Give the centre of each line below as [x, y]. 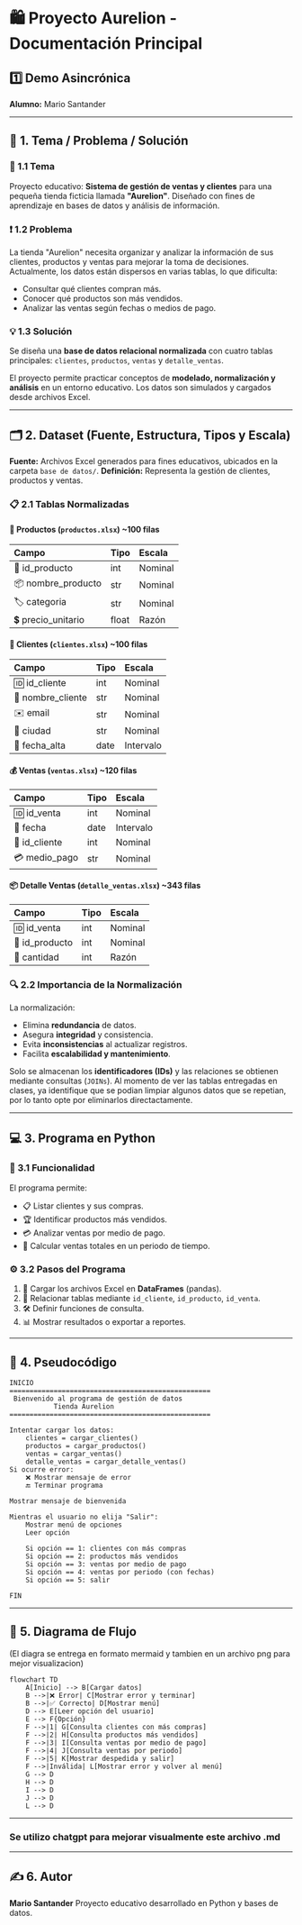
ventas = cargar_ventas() [74, 1454]
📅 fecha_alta [40, 745]
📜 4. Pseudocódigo [63, 1362]
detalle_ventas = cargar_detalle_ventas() [106, 1462]
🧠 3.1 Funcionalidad [52, 1168]
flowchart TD [34, 1679]
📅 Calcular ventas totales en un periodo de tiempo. [116, 1245]
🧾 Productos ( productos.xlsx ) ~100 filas [84, 529]
